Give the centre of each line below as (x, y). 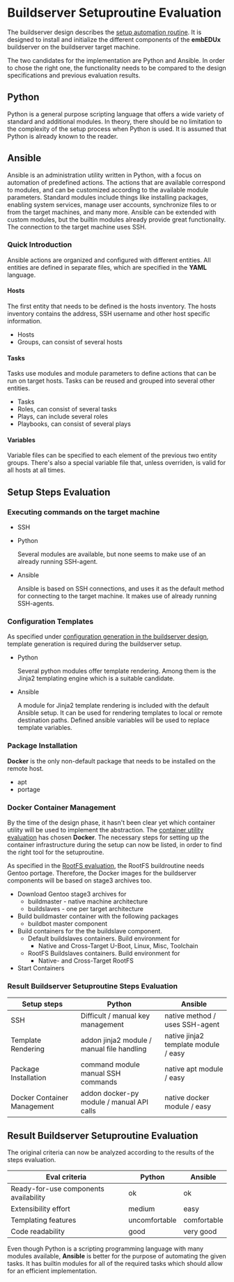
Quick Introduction (40, 245)
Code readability (38, 1232)
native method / (190, 1016)
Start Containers (41, 968)
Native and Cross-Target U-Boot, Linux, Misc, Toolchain (118, 946)
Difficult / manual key (115, 1016)
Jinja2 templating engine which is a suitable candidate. (96, 678)
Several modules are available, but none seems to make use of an (111, 554)
